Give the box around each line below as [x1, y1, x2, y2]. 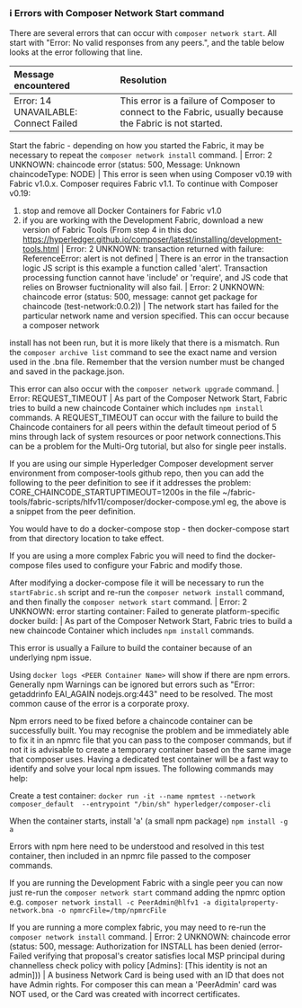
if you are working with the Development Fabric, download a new [22, 215, 263, 226]
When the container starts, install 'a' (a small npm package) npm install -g [9, 816, 289, 826]
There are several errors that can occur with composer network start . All [9, 28, 277, 39]
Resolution [120, 74, 167, 86]
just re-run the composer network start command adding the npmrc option [9, 888, 286, 898]
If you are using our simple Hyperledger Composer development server [9, 459, 274, 469]
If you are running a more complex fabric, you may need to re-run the [9, 922, 267, 932]
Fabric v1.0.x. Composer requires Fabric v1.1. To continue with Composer [9, 178, 279, 190]
